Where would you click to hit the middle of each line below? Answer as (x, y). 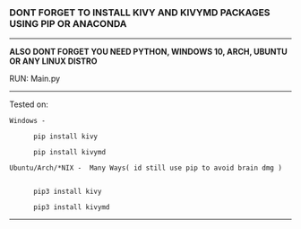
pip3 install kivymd (71, 207)
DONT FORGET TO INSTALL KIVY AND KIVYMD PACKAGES (140, 13)
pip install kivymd (69, 153)
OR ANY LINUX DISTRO (53, 61)
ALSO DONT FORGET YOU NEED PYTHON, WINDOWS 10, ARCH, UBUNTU (149, 52)
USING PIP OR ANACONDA (68, 23)
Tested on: (29, 104)
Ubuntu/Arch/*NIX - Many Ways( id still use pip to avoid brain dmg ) (146, 168)
